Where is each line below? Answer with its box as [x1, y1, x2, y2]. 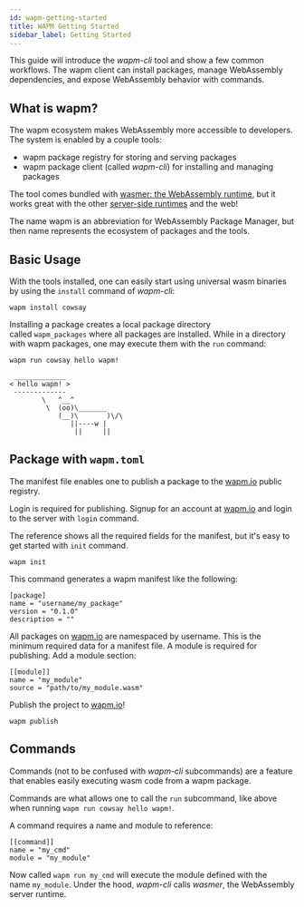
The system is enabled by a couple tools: [9, 134, 163, 145]
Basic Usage [9, 251, 81, 268]
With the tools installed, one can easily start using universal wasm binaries [9, 276, 287, 287]
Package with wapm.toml [9, 452, 146, 467]
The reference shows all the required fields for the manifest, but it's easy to [9, 530, 290, 541]
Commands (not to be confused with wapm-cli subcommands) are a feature [9, 766, 293, 776]
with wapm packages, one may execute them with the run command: [9, 338, 267, 349]
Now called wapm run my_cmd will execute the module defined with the [9, 869, 268, 880]
